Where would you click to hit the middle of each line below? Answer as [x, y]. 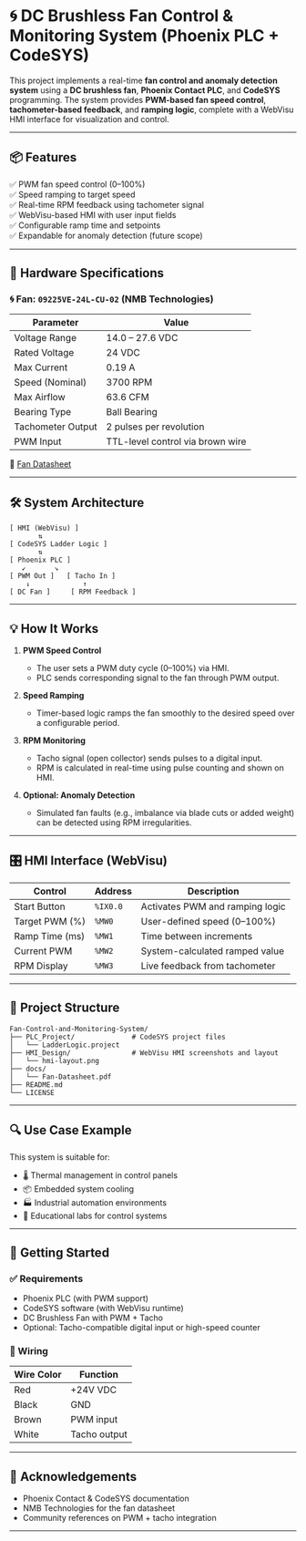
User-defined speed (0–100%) [208, 921]
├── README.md [36, 1085]
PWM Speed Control [62, 651]
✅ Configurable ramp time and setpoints [85, 225]
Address [113, 891]
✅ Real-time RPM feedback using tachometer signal [107, 204]
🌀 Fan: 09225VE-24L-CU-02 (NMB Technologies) [112, 299]
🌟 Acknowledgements [73, 1477]
